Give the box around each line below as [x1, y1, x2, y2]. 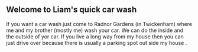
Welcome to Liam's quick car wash [6, 5, 137, 15]
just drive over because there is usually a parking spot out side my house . [6, 39, 187, 46]
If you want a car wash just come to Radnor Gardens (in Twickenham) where [6, 20, 193, 27]
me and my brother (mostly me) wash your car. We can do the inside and [6, 27, 184, 34]
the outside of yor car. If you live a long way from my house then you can [6, 32, 184, 40]
